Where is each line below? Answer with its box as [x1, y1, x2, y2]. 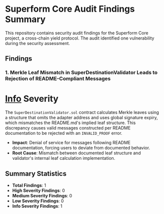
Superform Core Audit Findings [5, 3, 135, 15]
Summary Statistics [5, 170, 67, 178]
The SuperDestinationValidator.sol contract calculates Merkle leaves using [5, 109, 159, 115]
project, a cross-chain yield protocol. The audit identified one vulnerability [5, 35, 155, 41]
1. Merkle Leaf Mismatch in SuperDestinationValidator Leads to [5, 69, 158, 76]
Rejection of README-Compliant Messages [5, 75, 111, 82]
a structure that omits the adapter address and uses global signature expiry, [5, 115, 158, 121]
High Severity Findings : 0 [12, 188, 65, 193]
